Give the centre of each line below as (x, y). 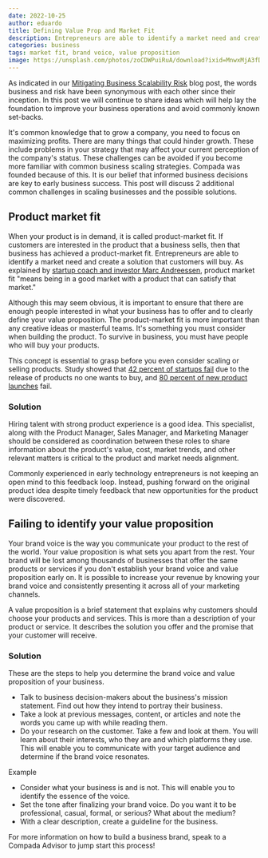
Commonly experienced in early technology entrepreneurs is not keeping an (134, 473)
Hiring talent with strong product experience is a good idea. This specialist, (132, 423)
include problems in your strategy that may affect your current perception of (134, 149)
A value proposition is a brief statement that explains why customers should (133, 610)
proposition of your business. (57, 682)
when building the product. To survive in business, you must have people (128, 336)
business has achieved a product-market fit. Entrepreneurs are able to (124, 253)
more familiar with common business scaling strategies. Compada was (124, 166)
